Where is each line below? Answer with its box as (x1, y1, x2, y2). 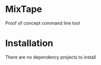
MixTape (5, 3, 42, 15)
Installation (5, 37, 54, 49)
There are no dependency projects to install (5, 54, 96, 60)
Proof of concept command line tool (5, 20, 80, 26)
